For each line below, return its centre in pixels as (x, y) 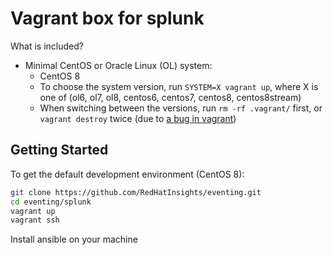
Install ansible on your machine (74, 239)
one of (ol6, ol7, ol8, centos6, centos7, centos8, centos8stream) (170, 97)
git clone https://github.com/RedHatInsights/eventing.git (136, 192)
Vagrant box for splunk (107, 18)
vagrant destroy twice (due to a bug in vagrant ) (138, 118)
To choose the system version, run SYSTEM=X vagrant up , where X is (179, 86)
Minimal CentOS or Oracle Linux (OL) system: (118, 65)
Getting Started (59, 150)
